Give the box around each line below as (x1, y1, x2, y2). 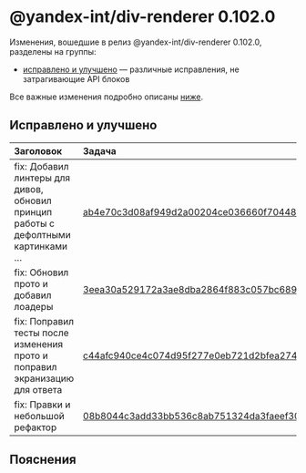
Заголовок (14, 144, 63, 157)
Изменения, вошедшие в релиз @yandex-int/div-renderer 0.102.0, (9, 36, 262, 47)
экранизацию (14, 372, 75, 385)
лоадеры (14, 300, 54, 313)
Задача (83, 144, 117, 157)
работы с (14, 217, 55, 230)
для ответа (14, 383, 63, 396)
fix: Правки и (14, 398, 71, 411)
